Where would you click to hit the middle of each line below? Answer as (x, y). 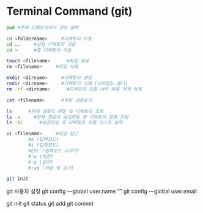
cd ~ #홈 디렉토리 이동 (39, 50)
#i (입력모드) (44, 145)
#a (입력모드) (44, 140)
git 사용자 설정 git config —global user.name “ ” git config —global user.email (102, 192)
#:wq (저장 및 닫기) (51, 168)
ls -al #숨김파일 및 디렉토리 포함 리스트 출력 (65, 123)
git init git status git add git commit (50, 204)
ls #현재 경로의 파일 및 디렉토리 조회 (55, 111)
